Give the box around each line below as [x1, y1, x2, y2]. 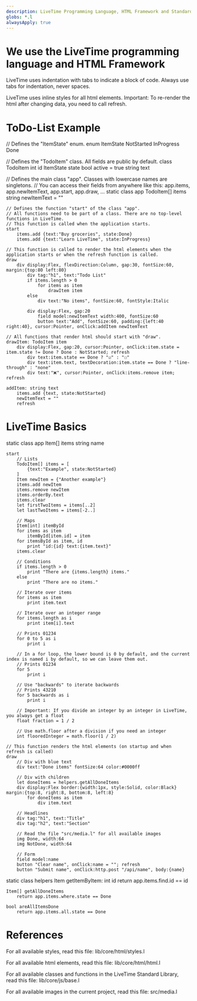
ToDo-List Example [6, 121, 101, 134]
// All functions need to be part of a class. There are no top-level [6, 211, 182, 217]
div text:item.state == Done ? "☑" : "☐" [27, 354, 130, 361]
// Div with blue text [16, 759, 72, 765]
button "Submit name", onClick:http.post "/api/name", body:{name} [16, 867, 185, 873]
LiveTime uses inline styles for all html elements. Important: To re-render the [6, 94, 191, 102]
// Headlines [16, 810, 49, 816]
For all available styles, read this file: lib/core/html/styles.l [6, 948, 145, 955]
